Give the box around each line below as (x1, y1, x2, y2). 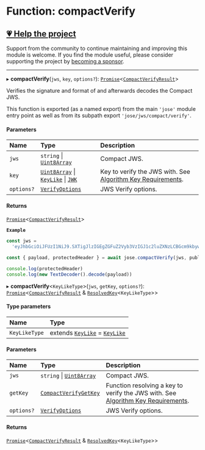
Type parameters (6, 303, 51, 310)
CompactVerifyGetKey (40, 390, 100, 397)
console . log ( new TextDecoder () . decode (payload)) (6, 271, 132, 277)
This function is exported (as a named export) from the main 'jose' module (6, 105, 196, 112)
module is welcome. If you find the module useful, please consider (6, 51, 174, 59)
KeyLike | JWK (40, 175, 77, 184)
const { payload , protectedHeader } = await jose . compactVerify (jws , (6, 255, 187, 261)
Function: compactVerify (6, 4, 136, 18)
